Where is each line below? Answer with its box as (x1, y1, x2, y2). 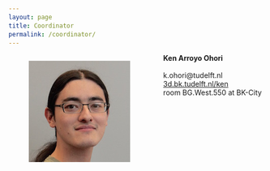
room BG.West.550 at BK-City (163, 88, 262, 97)
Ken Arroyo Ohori (163, 53, 223, 63)
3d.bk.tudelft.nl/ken (163, 79, 229, 89)
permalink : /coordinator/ (8, 30, 96, 38)
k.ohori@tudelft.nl (163, 71, 223, 80)
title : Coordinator (8, 21, 75, 30)
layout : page (8, 13, 53, 21)
